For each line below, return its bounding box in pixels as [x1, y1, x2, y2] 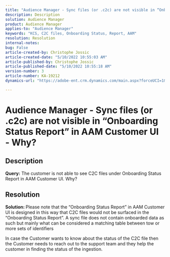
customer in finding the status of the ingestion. [5, 246, 103, 252]
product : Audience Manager [5, 21, 62, 27]
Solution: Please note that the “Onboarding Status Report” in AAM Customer [5, 204, 165, 210]
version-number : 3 [5, 69, 44, 74]
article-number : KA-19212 [5, 74, 60, 79]
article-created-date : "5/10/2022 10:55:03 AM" [5, 54, 108, 60]
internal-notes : [5, 41, 39, 46]
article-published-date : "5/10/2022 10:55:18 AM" [5, 64, 112, 69]
